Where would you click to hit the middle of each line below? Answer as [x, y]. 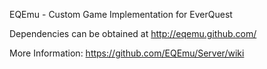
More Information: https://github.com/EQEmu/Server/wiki [127, 53]
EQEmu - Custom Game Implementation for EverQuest [121, 14]
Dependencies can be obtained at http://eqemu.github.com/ [133, 33]
